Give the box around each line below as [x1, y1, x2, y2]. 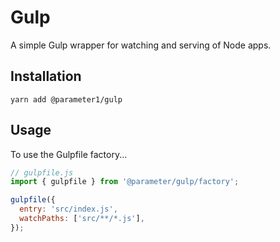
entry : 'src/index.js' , [19, 204, 118, 215]
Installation [10, 68, 82, 85]
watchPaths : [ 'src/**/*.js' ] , [19, 214, 145, 224]
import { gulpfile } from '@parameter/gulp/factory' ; [10, 177, 240, 187]
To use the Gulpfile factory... [10, 148, 128, 160]
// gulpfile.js [10, 167, 74, 178]
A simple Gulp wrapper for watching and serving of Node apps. [10, 39, 272, 51]
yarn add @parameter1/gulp [10, 94, 123, 105]
